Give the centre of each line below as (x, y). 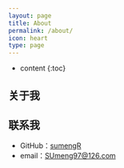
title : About (30, 23)
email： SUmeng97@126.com (68, 156)
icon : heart (28, 38)
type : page (26, 46)
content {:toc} (43, 68)
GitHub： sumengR (50, 146)
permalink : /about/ (41, 30)
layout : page (30, 16)
